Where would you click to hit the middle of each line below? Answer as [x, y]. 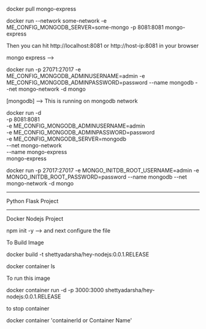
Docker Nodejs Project [35, 219]
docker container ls [31, 266]
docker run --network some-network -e [57, 21]
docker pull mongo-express [41, 9]
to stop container [28, 308]
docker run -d [24, 113]
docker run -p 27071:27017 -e [44, 69]
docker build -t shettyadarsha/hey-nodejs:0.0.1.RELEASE [78, 254]
